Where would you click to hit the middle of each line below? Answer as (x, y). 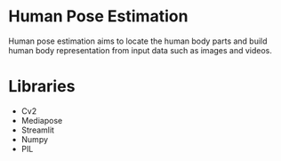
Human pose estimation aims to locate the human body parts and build (138, 41)
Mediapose (42, 120)
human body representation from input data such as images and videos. (140, 50)
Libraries (42, 87)
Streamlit (38, 130)
